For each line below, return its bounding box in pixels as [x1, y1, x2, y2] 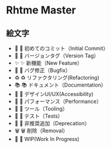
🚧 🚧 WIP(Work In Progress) [14, 136, 80, 142]
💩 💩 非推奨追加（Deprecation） [14, 120, 90, 126]
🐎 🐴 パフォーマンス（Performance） [14, 98, 102, 105]
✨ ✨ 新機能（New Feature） [14, 60, 83, 66]
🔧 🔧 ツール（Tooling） [14, 105, 68, 112]
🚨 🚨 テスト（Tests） [14, 112, 63, 119]
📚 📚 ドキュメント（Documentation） [14, 81, 106, 88]
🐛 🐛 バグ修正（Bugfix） [14, 67, 71, 74]
